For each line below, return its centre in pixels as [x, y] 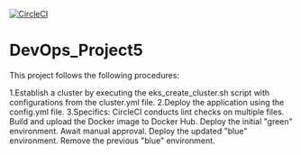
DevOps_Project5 [76, 50]
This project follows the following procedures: [95, 75]
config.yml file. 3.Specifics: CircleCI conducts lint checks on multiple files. [147, 112]
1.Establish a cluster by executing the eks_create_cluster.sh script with [140, 92]
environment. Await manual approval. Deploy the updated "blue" [128, 131]
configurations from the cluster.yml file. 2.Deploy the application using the [147, 102]
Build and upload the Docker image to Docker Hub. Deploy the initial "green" [151, 121]
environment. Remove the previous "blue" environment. [112, 141]
